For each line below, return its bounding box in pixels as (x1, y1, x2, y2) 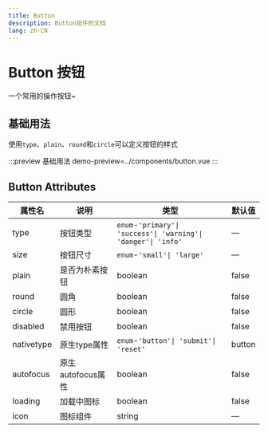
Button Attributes (8, 180, 97, 194)
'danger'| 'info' (116, 237, 183, 246)
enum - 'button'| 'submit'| (116, 334, 217, 345)
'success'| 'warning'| (116, 229, 203, 238)
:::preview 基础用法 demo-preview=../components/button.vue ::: (8, 156, 219, 166)
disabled (12, 321, 45, 332)
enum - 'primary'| (116, 218, 179, 230)
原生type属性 (59, 339, 109, 350)
